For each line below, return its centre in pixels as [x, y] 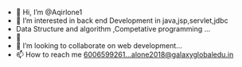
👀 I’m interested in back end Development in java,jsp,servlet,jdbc [122, 20]
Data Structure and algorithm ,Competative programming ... [113, 29]
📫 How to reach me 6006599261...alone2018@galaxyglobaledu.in [125, 54]
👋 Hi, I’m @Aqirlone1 [49, 12]
